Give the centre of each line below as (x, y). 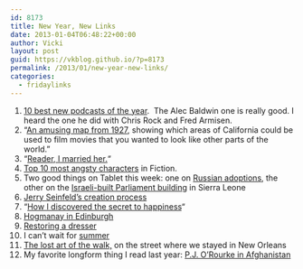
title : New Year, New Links (63, 26)
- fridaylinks (45, 85)
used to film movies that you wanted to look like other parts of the (146, 139)
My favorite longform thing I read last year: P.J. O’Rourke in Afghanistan (157, 255)
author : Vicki (37, 43)
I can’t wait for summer (66, 235)
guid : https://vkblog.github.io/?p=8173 (88, 60)
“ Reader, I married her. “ (67, 158)
